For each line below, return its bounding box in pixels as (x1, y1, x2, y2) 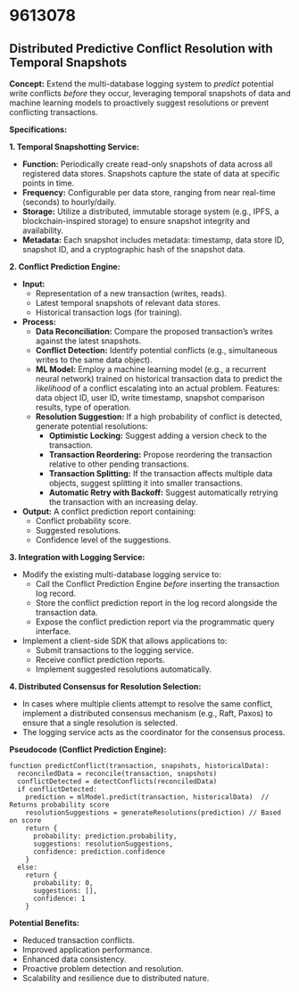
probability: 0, (32, 879, 94, 888)
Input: (21, 278, 46, 289)
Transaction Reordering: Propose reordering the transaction (48, 450, 272, 459)
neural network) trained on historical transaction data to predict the (35, 374, 283, 384)
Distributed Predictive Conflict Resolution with (9, 41, 274, 56)
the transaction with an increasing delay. (48, 497, 198, 507)
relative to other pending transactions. (48, 459, 189, 469)
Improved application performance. (21, 945, 153, 955)
